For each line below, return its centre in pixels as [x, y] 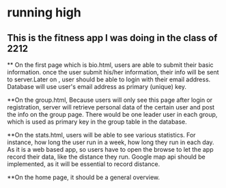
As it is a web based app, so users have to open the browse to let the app [110, 149]
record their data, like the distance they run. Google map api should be [107, 157]
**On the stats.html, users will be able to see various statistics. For [101, 135]
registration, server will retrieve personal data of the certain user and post [111, 107]
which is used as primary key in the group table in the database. [97, 122]
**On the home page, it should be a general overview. [84, 177]
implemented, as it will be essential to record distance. [84, 164]
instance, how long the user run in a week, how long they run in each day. [111, 142]
